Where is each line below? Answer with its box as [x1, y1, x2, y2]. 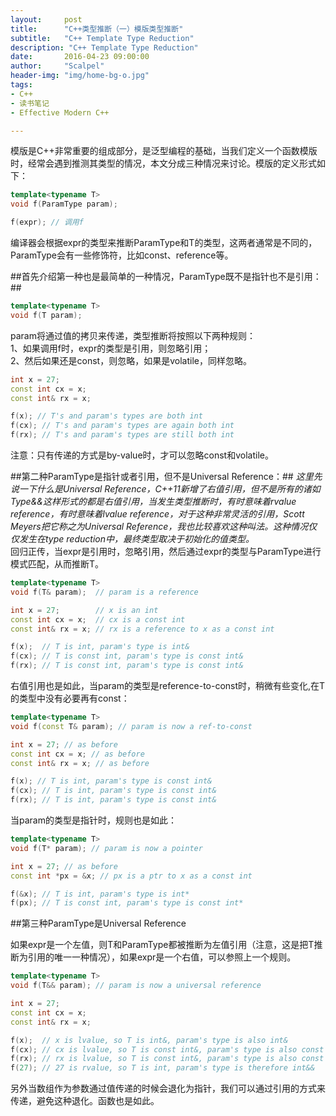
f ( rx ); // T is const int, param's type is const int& [10, 661, 244, 671]
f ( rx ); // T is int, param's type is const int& [10, 795, 217, 805]
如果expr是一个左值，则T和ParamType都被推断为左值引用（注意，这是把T [10, 939, 315, 951]
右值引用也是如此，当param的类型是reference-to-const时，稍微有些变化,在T [10, 680, 326, 691]
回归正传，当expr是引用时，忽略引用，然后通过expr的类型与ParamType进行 [10, 546, 322, 557]
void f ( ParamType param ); [10, 199, 118, 210]
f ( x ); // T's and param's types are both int [10, 411, 203, 421]
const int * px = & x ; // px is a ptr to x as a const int [10, 871, 253, 881]
